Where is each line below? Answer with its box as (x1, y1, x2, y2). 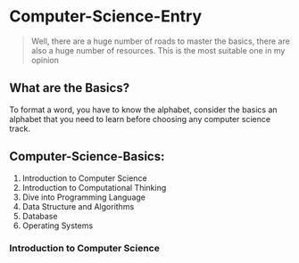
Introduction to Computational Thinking (21, 182, 167, 193)
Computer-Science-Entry (9, 6, 203, 27)
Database (21, 210, 58, 221)
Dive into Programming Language (21, 192, 145, 202)
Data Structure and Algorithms (21, 201, 135, 211)
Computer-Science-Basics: (9, 149, 165, 164)
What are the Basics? (9, 80, 130, 95)
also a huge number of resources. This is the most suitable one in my (30, 45, 286, 55)
